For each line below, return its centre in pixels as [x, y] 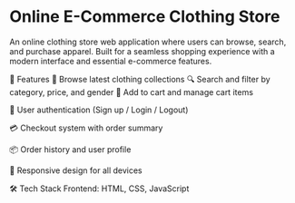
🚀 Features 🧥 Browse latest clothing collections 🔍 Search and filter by [140, 79]
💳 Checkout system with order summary [86, 128]
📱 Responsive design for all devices [76, 170]
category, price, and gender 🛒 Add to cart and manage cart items [132, 92]
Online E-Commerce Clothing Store [145, 17]
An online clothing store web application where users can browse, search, [148, 42]
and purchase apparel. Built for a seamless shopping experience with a [142, 51]
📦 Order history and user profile [70, 149]
